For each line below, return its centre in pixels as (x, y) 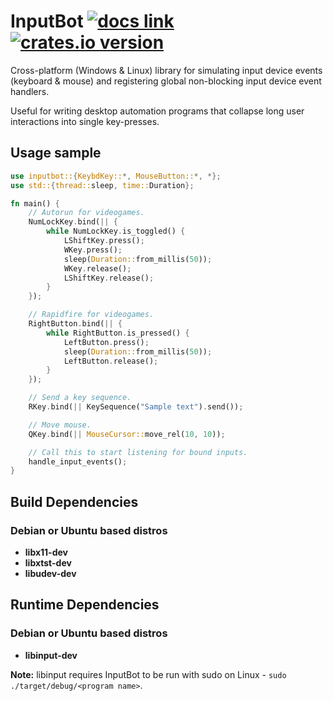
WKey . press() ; (93, 250)
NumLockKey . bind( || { (73, 222)
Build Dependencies (74, 501)
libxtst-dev (48, 562)
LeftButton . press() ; (106, 342)
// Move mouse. (60, 425)
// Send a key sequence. (80, 398)
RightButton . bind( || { (75, 324)
